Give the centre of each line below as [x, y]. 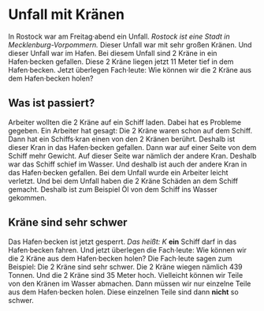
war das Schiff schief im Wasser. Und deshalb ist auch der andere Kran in [128, 164]
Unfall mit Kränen [66, 15]
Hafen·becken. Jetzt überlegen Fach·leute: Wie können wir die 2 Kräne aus [130, 69]
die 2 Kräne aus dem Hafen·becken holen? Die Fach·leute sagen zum [120, 258]
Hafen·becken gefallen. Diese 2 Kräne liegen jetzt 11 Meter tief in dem [121, 62]
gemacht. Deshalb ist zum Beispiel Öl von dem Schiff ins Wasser [113, 189]
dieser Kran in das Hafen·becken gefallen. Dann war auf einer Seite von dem [132, 147]
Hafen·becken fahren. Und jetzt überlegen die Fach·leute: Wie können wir [127, 249]
